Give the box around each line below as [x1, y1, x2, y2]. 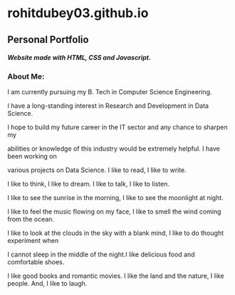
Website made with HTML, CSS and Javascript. [7, 54, 152, 62]
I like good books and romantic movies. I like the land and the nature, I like [7, 271, 224, 280]
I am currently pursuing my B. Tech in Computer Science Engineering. [7, 87, 212, 96]
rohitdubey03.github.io [7, 5, 149, 21]
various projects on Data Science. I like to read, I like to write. [7, 166, 187, 174]
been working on [7, 151, 57, 160]
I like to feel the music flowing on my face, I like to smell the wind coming [7, 207, 221, 216]
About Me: [7, 71, 45, 81]
